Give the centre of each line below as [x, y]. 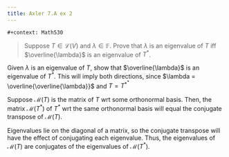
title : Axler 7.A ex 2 [40, 13]
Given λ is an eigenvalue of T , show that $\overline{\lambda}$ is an [103, 68]
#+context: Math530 [35, 32]
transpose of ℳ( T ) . [35, 117]
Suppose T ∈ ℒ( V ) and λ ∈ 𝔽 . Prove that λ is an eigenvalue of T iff [120, 45]
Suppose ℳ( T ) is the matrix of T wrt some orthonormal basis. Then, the [110, 100]
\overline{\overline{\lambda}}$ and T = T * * [68, 85]
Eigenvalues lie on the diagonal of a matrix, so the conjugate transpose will [114, 131]
